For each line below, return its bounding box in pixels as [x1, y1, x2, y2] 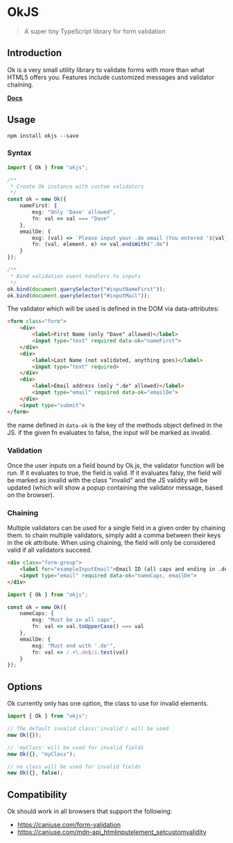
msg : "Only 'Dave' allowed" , [32, 209, 116, 216]
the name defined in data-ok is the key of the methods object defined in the [7, 421, 223, 429]
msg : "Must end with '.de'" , [32, 642, 116, 649]
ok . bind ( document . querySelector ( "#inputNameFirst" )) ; [7, 286, 166, 293]
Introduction [7, 47, 62, 59]
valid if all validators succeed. [7, 546, 92, 555]
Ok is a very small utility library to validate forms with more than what [7, 65, 205, 73]
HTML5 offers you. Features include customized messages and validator [7, 73, 215, 81]
